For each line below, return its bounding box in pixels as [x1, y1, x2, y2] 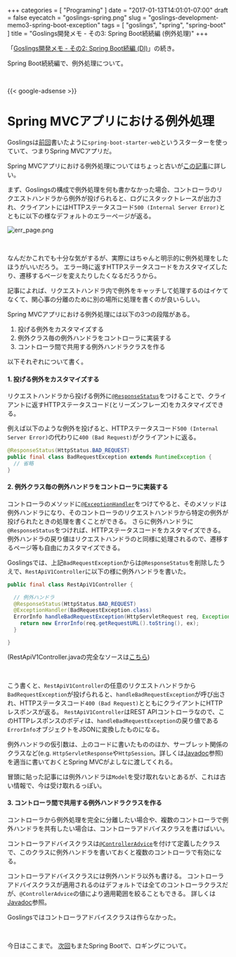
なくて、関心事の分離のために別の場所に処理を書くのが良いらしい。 [7, 295, 204, 303]
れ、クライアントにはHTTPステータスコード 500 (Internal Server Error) [7, 203, 220, 211]
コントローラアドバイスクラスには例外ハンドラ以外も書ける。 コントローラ [7, 872, 225, 880]
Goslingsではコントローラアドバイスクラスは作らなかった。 [7, 913, 181, 922]
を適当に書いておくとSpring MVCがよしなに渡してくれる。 [7, 758, 177, 766]
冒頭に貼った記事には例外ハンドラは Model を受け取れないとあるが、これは [7, 772, 220, 781]
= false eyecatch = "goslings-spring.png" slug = [7, 13, 147, 22]
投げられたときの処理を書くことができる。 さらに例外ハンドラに [7, 517, 194, 525]
